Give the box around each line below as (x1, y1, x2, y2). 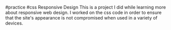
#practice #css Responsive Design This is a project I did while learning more (5, 4, 166, 10)
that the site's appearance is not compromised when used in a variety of (5, 15, 158, 20)
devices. (5, 20, 23, 26)
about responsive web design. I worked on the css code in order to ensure (5, 9, 162, 15)
